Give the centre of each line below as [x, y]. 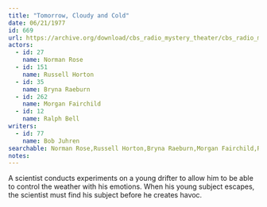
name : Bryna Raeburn [56, 89]
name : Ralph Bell [51, 119]
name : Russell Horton [58, 75]
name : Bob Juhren [51, 141]
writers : [23, 126]
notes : [19, 155]
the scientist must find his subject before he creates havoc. [105, 195]
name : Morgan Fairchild [62, 104]
